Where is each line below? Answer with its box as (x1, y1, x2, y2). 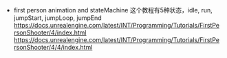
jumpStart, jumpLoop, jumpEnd (13, 14, 102, 22)
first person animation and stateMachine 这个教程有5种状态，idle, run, (13, 6, 213, 14)
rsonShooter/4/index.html (13, 28, 87, 37)
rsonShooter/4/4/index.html (13, 43, 93, 51)
